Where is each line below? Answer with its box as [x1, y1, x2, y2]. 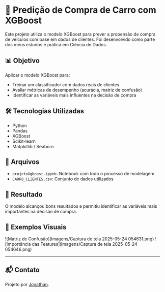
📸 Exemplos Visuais [5, 223, 67, 231]
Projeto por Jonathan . [5, 281, 49, 287]
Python [12, 123, 27, 129]
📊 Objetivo [5, 57, 40, 65]
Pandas [12, 128, 28, 133]
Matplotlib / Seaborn [12, 143, 54, 149]
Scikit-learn [12, 138, 36, 144]
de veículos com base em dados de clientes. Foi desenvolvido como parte [5, 36, 155, 42]
